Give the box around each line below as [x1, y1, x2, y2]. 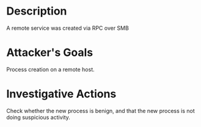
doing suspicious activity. [6, 114, 70, 121]
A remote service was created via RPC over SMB [6, 24, 130, 32]
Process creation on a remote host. [6, 66, 95, 73]
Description [6, 4, 67, 18]
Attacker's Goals [6, 46, 93, 60]
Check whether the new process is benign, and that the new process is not [6, 107, 196, 114]
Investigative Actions [6, 87, 117, 101]
